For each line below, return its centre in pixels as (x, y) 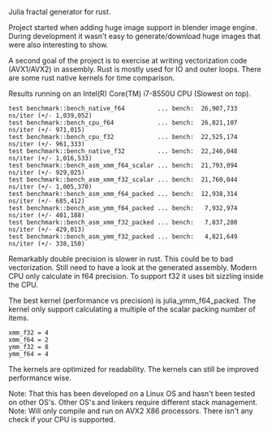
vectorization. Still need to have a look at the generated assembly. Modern (133, 267)
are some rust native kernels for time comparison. (92, 78)
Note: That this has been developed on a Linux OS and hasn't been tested (132, 393)
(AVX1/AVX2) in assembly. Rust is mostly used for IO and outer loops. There (135, 69)
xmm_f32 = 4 (28, 333)
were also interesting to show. (58, 45)
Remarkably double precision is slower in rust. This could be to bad (121, 259)
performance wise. (40, 378)
